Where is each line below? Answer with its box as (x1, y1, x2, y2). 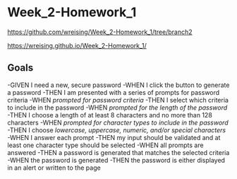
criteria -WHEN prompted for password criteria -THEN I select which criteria (7, 96, 229, 104)
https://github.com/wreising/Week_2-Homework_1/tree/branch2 (7, 28, 193, 36)
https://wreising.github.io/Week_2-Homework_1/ (7, 41, 147, 50)
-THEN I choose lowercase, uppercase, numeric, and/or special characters (7, 125, 226, 134)
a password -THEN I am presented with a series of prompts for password (7, 88, 220, 96)
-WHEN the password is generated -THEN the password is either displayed (7, 156, 226, 164)
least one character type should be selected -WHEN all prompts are (7, 141, 204, 149)
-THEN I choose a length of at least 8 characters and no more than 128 (7, 110, 213, 119)
